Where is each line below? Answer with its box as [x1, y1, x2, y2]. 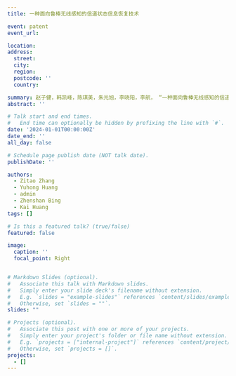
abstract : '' [7, 100, 46, 107]
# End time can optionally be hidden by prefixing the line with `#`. [7, 120, 225, 127]
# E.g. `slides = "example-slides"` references [7, 293, 156, 300]
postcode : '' [13, 74, 52, 81]
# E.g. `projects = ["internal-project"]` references [7, 338, 174, 346]
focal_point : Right [13, 255, 71, 262]
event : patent [7, 22, 49, 30]
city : [13, 62, 30, 69]
